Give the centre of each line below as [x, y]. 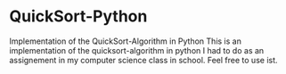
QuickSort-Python [78, 16]
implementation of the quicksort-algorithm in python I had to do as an [137, 50]
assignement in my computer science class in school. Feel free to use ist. [143, 60]
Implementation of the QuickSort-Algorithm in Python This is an [126, 41]
